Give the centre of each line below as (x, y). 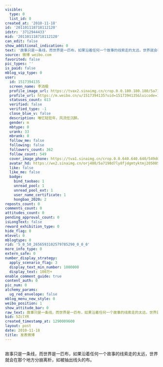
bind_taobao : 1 (29, 181)
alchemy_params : (21, 290)
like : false (22, 168)
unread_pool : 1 (29, 186)
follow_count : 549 (28, 154)
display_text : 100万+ (31, 272)
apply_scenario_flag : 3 (33, 262)
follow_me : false (27, 141)
